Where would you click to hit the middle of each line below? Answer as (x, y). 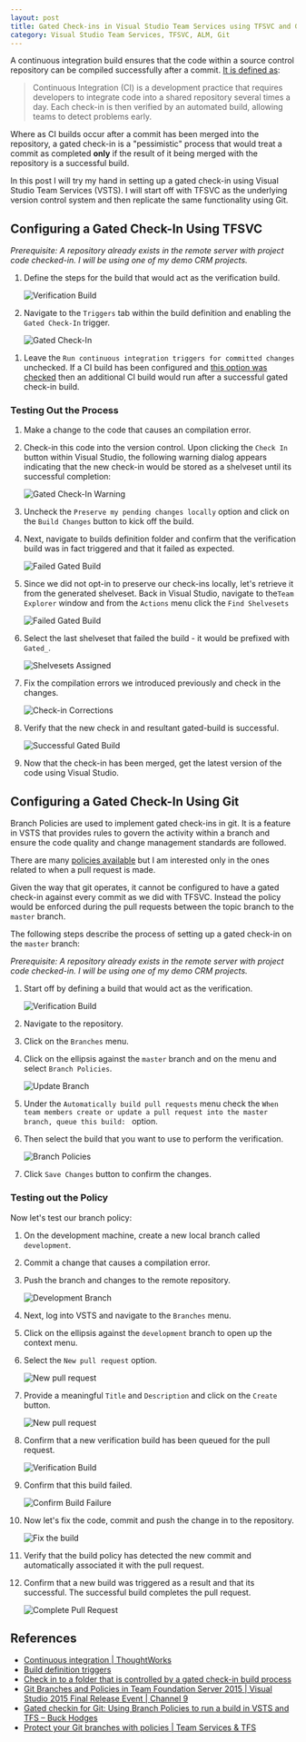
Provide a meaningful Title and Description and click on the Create (150, 1395)
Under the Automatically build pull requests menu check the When (151, 1104)
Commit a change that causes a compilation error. (117, 1262)
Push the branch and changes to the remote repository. (127, 1280)
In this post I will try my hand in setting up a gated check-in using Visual (145, 181)
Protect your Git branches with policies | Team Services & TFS (140, 1727)
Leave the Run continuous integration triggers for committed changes (159, 358)
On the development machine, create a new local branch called (142, 1235)
